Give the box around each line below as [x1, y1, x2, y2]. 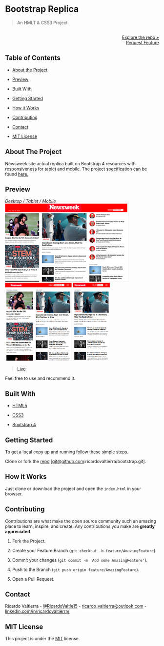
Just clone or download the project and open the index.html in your [5, 486, 142, 491]
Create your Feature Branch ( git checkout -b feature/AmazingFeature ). [12, 547, 157, 553]
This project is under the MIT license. [5, 636, 80, 642]
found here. [5, 171, 28, 177]
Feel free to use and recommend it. [5, 375, 76, 381]
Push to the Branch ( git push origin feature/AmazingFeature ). [12, 567, 140, 572]
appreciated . [5, 528, 32, 534]
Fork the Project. [12, 538, 46, 544]
